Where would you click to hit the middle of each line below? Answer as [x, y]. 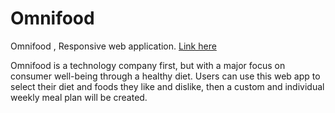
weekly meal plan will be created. [79, 97]
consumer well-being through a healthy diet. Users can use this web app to [165, 76]
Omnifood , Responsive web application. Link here [113, 46]
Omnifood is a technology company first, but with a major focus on [148, 65]
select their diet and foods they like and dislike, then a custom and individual [167, 86]
